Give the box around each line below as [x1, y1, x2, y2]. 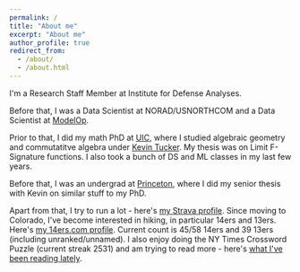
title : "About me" [9, 22, 78, 31]
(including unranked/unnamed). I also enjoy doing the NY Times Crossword [9, 233, 287, 244]
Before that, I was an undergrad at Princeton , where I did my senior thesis [9, 178, 281, 189]
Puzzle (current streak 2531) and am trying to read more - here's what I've [9, 243, 284, 254]
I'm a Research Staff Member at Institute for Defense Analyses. [9, 87, 242, 99]
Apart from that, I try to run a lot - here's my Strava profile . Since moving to [9, 205, 287, 215]
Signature [9, 151, 46, 162]
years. [9, 161, 33, 171]
